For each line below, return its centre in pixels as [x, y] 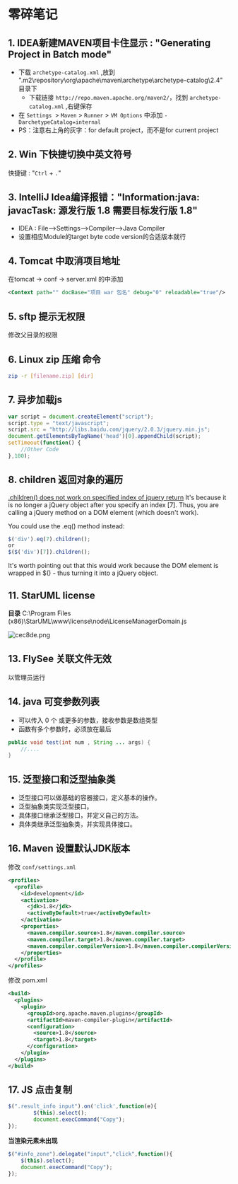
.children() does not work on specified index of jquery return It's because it [117, 497]
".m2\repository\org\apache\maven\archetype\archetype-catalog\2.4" [120, 80]
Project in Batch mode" [60, 54]
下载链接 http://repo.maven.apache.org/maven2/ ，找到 [108, 97]
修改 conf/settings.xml [42, 866]
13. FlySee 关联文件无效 [60, 659]
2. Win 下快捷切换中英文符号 [70, 155]
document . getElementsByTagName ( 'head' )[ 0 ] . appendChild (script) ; [105, 436]
